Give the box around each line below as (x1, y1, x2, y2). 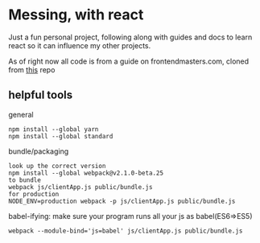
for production (8, 190, 60, 198)
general (8, 109, 34, 119)
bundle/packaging (8, 146, 69, 156)
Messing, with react (8, 6, 144, 24)
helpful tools (8, 89, 73, 102)
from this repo (8, 64, 56, 74)
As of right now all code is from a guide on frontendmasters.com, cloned (8, 56, 250, 66)
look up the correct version (8, 162, 106, 170)
